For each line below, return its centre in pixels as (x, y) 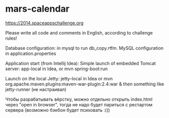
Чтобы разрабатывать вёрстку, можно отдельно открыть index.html (79, 99)
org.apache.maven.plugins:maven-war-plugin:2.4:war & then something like (85, 84)
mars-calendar (38, 9)
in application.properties (31, 53)
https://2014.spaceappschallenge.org (44, 23)
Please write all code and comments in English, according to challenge (79, 33)
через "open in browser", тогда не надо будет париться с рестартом (79, 104)
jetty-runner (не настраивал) (36, 89)
